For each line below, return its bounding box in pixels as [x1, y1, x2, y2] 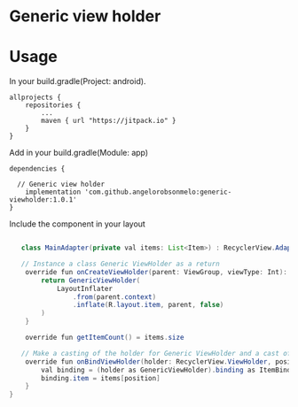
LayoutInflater [56, 284, 114, 293]
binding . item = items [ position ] [41, 373, 161, 382]
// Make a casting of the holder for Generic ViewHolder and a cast [20, 349, 279, 357]
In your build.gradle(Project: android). [9, 76, 146, 87]
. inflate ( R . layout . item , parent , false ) [72, 301, 224, 310]
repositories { [25, 101, 82, 110]
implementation [25, 188, 82, 196]
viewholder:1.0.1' [9, 196, 77, 204]
